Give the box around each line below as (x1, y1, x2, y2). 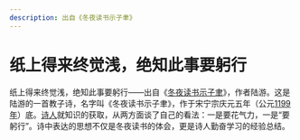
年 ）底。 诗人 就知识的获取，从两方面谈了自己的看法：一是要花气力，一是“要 (9, 109, 291, 120)
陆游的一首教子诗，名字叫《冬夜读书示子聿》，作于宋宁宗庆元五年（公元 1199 (9, 98, 291, 108)
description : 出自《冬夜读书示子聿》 (9, 13, 136, 23)
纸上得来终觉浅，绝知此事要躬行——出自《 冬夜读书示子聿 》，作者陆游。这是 (9, 87, 291, 98)
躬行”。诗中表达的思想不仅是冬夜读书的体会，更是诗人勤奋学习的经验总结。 (9, 120, 291, 131)
